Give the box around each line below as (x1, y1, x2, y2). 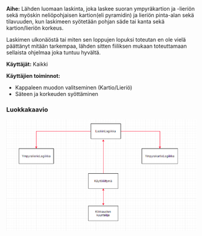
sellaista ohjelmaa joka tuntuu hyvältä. (6, 49, 101, 56)
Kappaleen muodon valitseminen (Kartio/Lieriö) (14, 84, 133, 91)
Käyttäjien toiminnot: (6, 72, 60, 79)
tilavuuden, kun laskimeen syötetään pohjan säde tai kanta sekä (6, 18, 165, 25)
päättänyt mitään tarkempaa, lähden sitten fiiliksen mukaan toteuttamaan (6, 42, 187, 49)
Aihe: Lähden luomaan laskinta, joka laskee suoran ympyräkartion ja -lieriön (6, 5, 195, 12)
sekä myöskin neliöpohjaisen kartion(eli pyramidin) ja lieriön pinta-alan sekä (6, 11, 194, 19)
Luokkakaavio (6, 105, 48, 113)
